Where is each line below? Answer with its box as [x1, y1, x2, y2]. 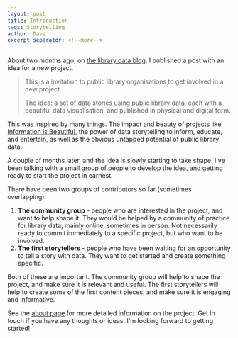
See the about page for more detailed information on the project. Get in [7, 309, 215, 317]
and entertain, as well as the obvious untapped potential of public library [7, 135, 220, 144]
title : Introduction [7, 17, 69, 24]
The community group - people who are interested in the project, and [17, 206, 223, 215]
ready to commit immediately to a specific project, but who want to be [17, 229, 223, 237]
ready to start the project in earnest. [7, 171, 114, 180]
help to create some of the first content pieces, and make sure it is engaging [7, 288, 231, 296]
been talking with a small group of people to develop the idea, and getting [7, 164, 224, 172]
